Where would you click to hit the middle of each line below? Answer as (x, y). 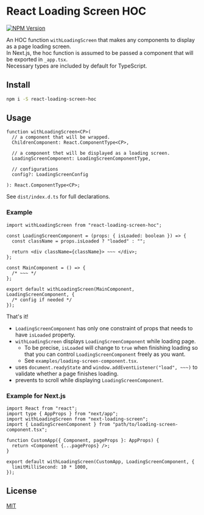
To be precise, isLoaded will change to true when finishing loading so (111, 347)
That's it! (17, 316)
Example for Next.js (36, 396)
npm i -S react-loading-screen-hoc (51, 99)
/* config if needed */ (42, 300)
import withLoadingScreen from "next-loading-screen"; (77, 419)
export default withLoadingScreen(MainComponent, (71, 289)
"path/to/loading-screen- (145, 425)
